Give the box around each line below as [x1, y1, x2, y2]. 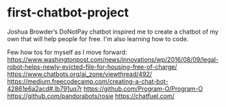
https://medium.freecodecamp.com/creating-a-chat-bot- [7, 77, 169, 85]
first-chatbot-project [7, 5, 129, 21]
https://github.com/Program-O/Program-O [83, 84, 203, 93]
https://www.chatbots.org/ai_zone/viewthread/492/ [7, 70, 153, 78]
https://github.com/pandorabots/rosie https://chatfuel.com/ [7, 91, 175, 100]
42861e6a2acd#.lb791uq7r [7, 84, 82, 93]
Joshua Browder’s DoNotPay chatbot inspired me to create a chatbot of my [7, 27, 219, 36]
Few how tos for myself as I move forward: [7, 48, 127, 56]
